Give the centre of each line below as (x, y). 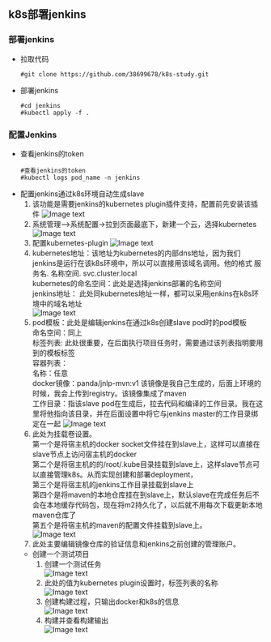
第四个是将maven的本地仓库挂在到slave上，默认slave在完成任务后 (142, 494)
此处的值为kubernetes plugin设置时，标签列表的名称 (131, 583)
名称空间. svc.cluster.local (94, 273)
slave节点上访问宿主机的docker (85, 454)
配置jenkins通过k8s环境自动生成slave (82, 194)
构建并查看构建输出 (76, 620)
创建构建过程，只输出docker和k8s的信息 (112, 601)
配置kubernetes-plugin (70, 242)
